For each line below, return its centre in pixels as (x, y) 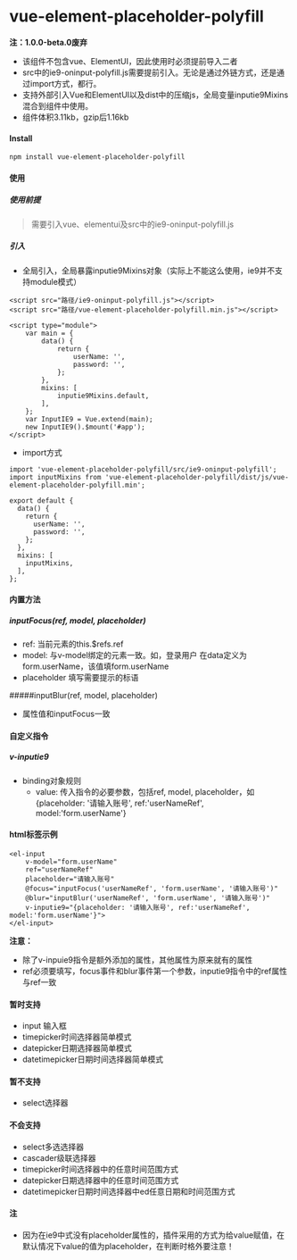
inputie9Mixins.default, (103, 396)
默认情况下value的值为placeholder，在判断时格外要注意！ (128, 1246)
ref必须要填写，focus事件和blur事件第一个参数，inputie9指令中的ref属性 (155, 971)
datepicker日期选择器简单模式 (77, 1048)
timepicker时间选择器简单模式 (77, 1037)
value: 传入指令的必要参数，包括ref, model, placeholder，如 (145, 791)
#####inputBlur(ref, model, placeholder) (84, 696)
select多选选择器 (53, 1147)
